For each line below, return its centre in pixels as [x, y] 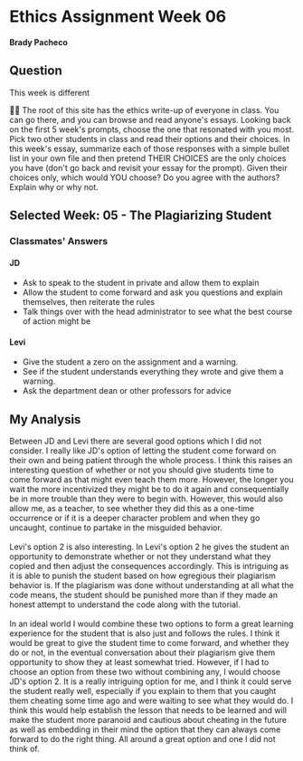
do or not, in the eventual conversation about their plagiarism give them [142, 652]
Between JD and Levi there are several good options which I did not [136, 442]
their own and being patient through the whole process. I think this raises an [151, 461]
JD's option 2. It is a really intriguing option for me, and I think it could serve [151, 681]
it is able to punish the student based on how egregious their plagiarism [142, 576]
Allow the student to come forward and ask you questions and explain [152, 292]
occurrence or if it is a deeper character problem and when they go [135, 518]
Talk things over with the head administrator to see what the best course [157, 312]
